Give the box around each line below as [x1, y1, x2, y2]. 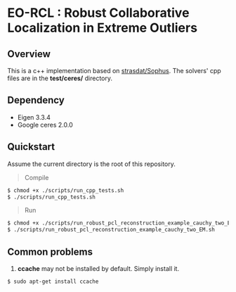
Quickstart [7, 141, 55, 153]
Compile [24, 173, 49, 182]
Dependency [7, 94, 65, 106]
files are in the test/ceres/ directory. [7, 74, 113, 82]
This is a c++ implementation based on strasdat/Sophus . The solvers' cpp [7, 67, 221, 75]
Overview [7, 48, 51, 60]
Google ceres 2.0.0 [17, 120, 73, 129]
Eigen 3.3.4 [17, 113, 51, 121]
